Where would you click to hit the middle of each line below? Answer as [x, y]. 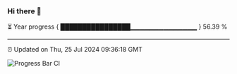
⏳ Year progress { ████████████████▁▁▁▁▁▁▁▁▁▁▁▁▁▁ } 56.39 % [117, 27]
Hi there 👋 [25, 11]
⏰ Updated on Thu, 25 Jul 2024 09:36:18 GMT [75, 50]
